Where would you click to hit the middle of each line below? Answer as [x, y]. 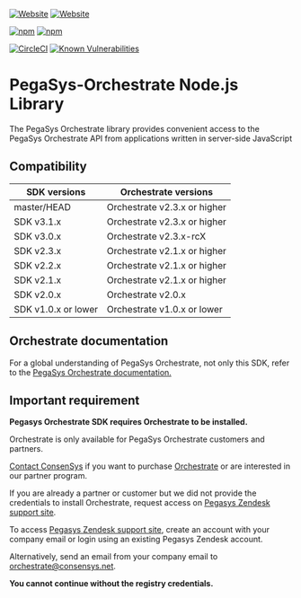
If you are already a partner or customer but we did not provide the [133, 493]
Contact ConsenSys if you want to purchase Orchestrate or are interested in [150, 466]
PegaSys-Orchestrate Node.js [124, 85]
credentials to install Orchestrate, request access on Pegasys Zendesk [140, 503]
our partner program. [49, 476]
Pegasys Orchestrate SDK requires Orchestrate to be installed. [129, 422]
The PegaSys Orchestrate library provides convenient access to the [135, 128]
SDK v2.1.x [37, 280]
